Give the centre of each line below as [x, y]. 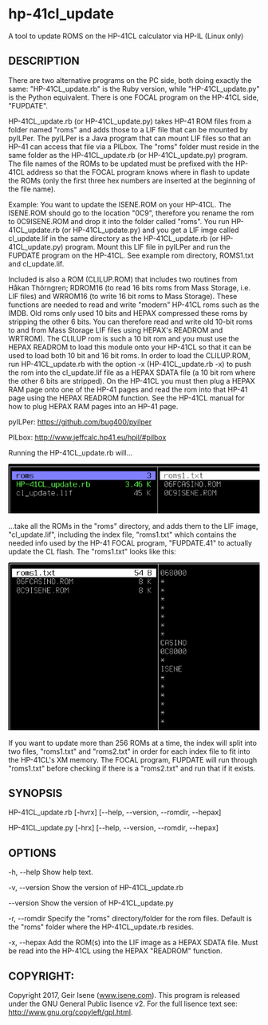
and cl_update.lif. [36, 263]
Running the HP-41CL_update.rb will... [71, 452]
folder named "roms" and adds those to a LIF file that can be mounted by [128, 129]
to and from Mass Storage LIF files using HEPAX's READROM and [116, 330]
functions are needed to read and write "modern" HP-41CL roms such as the [134, 305]
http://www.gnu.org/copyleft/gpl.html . [71, 1012]
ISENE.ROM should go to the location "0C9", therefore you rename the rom [131, 213]
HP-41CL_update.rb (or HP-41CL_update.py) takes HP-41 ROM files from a [130, 121]
